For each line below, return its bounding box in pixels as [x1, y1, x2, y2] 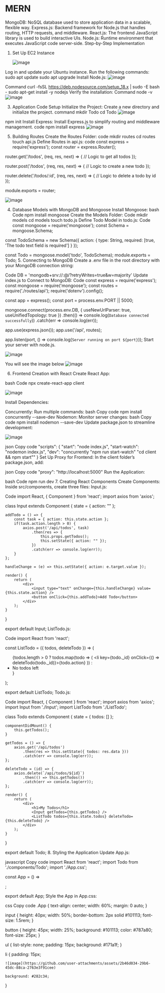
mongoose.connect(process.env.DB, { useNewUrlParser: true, [5, 307, 132, 313]
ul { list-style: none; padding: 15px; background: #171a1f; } [5, 942, 122, 948]
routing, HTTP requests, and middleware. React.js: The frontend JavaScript [5, 30, 158, 36]
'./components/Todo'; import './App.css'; [5, 864, 87, 870]
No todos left [12, 665, 39, 671]
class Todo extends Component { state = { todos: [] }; [5, 714, 114, 719]
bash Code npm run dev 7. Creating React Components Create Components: [5, 478, 161, 484]
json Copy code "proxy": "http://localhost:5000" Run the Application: [5, 469, 145, 475]
